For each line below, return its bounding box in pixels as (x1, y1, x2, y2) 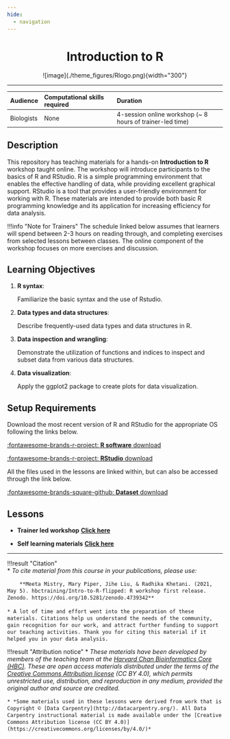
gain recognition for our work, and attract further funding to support (7, 622, 219, 629)
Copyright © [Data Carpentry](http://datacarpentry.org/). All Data (7, 705, 207, 712)
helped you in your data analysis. (7, 635, 109, 642)
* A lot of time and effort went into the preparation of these (7, 608, 194, 615)
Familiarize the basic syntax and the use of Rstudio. (16, 295, 163, 303)
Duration (116, 97, 142, 105)
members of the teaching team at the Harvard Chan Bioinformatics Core (7, 655, 212, 663)
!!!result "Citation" (7, 559, 57, 567)
